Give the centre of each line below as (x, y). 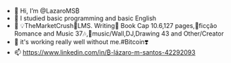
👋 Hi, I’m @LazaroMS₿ (47, 11)
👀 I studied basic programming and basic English (85, 18)
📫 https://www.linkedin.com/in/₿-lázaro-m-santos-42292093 (105, 52)
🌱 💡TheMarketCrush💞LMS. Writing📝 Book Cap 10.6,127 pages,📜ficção (115, 26)
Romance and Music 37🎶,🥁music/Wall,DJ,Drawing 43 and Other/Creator (119, 34)
